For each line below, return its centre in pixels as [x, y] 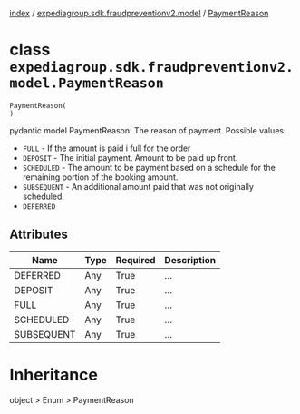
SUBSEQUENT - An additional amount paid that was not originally [138, 186]
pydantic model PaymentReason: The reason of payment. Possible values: [148, 130]
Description [190, 260]
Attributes [39, 235]
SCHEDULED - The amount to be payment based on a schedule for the [149, 167]
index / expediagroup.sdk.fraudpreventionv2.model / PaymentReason [139, 13]
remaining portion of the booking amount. [100, 177]
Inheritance [53, 375]
